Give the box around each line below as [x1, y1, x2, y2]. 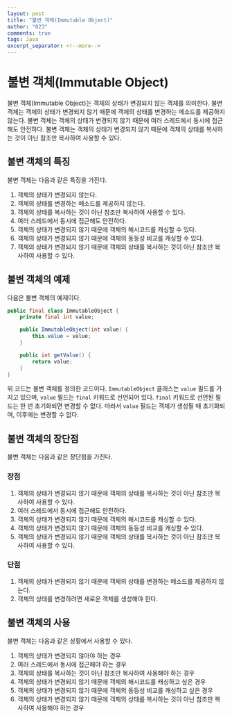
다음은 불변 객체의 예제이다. [7, 293, 82, 302]
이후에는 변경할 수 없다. [16, 411, 80, 419]
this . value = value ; [32, 333, 91, 340]
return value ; [32, 358, 73, 365]
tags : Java [7, 36, 39, 43]
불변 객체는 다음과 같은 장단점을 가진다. [7, 452, 113, 461]
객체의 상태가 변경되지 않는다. [17, 190, 98, 199]
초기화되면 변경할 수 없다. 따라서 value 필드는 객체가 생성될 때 [34, 402, 202, 410]
